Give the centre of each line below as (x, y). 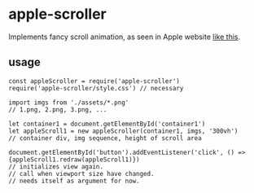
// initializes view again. (56, 167)
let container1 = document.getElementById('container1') (107, 124)
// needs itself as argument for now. (74, 181)
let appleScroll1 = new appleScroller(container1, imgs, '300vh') (123, 131)
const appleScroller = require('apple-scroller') (94, 81)
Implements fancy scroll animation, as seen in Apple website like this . (125, 37)
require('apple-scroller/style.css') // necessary (96, 88)
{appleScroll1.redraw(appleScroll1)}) (74, 160)
